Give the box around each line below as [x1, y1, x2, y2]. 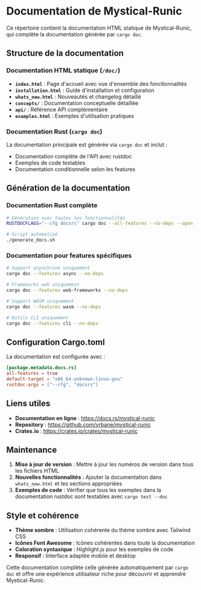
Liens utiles [6, 398, 51, 409]
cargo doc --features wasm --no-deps [6, 303, 101, 310]
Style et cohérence [6, 510, 80, 520]
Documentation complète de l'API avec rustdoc [14, 152, 132, 160]
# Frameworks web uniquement [6, 282, 80, 288]
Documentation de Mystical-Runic [6, 4, 182, 18]
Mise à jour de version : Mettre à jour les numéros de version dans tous [14, 461, 194, 468]
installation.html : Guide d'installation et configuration [14, 86, 155, 94]
